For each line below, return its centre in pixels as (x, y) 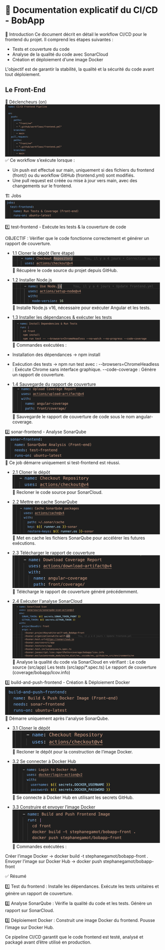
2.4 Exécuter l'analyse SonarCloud (47, 601)
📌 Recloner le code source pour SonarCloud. (57, 492)
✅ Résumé (16, 876)
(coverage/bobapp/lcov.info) (41, 673)
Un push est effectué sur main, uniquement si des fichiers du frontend (83, 170)
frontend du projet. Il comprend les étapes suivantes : (59, 40)
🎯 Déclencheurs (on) (26, 102)
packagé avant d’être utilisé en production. (48, 942)
